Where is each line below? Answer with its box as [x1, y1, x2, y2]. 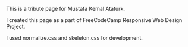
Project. [6, 23, 26, 30]
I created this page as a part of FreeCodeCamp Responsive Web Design [6, 17, 183, 23]
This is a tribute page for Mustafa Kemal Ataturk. [6, 5, 125, 12]
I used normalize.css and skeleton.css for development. [6, 35, 143, 41]
